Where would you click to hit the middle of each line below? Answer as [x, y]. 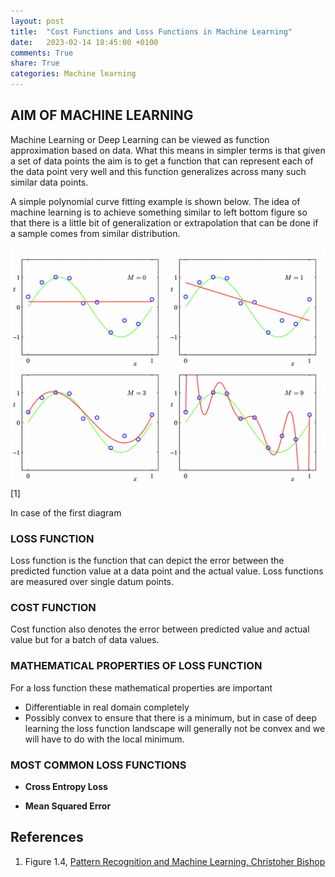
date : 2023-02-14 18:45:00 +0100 [84, 42]
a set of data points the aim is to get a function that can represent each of [162, 161]
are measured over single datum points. [92, 582]
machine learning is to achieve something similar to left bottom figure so [159, 212]
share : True [35, 63]
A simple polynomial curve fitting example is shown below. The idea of [155, 201]
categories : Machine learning [73, 74]
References [47, 837]
